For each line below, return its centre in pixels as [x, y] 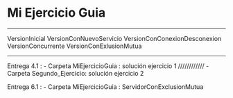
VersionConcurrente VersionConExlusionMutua [75, 46]
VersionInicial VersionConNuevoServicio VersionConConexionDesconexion [114, 38]
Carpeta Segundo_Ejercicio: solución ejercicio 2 [76, 73]
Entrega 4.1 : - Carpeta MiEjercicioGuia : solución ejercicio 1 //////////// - [108, 66]
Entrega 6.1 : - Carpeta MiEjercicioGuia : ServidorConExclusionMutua [105, 87]
